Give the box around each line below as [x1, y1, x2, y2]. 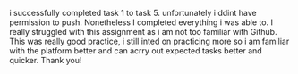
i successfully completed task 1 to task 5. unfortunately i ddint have [9, 8, 257, 18]
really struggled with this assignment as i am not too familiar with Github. [9, 27, 277, 37]
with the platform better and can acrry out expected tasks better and [9, 45, 262, 56]
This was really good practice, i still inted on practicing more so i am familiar [9, 36, 290, 46]
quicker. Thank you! [9, 55, 82, 65]
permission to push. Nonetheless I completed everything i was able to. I [9, 17, 273, 28]
